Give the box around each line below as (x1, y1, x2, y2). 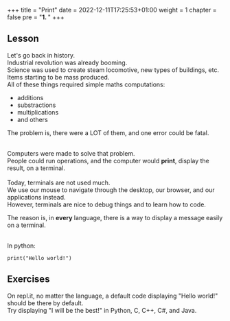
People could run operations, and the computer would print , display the (7, 156, 209, 165)
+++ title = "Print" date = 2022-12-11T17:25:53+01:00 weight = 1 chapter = (7, 6, 217, 14)
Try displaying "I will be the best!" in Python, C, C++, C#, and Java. (7, 306, 197, 314)
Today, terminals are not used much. (7, 178, 111, 187)
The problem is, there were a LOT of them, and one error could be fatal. (7, 128, 209, 136)
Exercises (7, 274, 50, 285)
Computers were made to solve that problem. (7, 149, 135, 157)
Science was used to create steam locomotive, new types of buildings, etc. (7, 65, 220, 74)
